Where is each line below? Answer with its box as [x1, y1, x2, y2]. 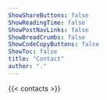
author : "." [8, 62, 47, 70]
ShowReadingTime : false [8, 19, 86, 27]
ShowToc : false [8, 48, 58, 55]
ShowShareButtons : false [8, 11, 89, 20]
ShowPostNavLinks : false [8, 26, 89, 34]
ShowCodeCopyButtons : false [8, 41, 100, 48]
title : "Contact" [8, 55, 65, 63]
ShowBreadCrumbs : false [8, 33, 86, 41]
